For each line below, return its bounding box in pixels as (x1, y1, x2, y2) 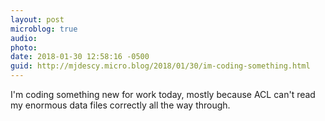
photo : (10, 42, 38, 53)
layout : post (10, 14, 65, 25)
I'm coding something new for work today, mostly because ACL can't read (10, 89, 316, 100)
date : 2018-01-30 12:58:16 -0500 (10, 52, 150, 62)
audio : (10, 33, 38, 43)
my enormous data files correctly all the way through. (10, 99, 231, 111)
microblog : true (10, 24, 78, 34)
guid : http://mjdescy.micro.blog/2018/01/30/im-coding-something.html (10, 61, 311, 71)
